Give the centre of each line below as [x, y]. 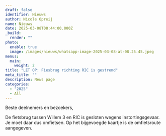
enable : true [23, 47]
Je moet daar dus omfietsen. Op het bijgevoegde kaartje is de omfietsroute [83, 122]
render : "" [21, 38]
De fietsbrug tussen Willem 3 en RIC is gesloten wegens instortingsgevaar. [82, 117]
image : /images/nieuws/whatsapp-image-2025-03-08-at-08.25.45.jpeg [82, 51]
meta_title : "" [21, 75]
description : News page [30, 79]
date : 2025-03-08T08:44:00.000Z [39, 28]
